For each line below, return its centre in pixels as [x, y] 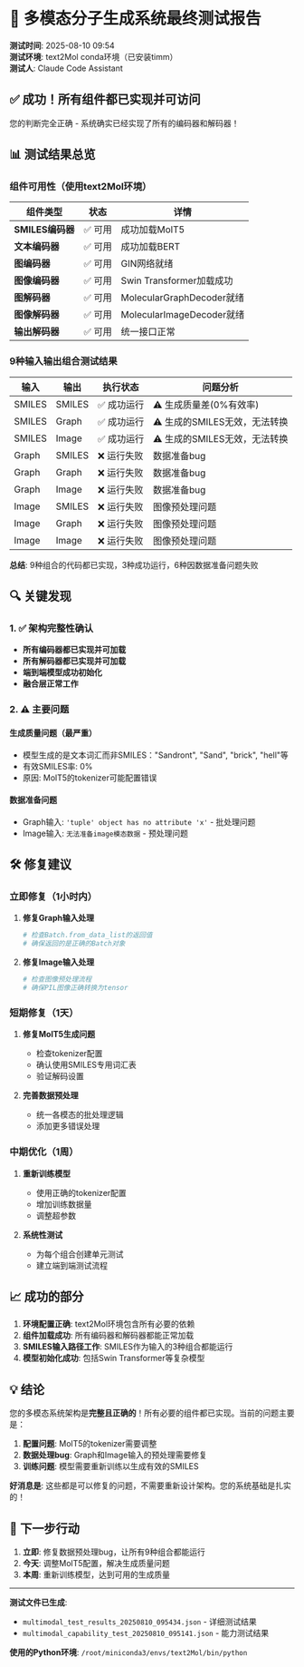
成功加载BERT [151, 247]
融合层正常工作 [50, 684]
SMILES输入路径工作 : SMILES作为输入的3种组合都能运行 [128, 1347]
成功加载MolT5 [153, 230]
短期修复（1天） [44, 1013]
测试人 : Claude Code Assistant [66, 68]
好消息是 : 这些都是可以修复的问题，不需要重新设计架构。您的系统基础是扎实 [150, 1486]
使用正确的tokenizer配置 [81, 1192]
